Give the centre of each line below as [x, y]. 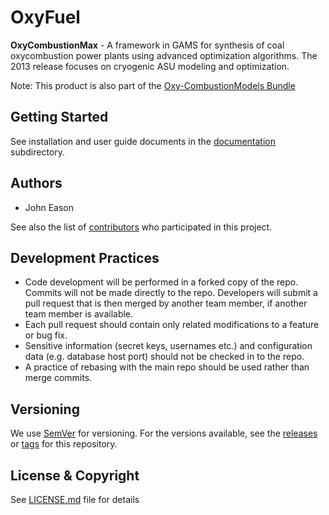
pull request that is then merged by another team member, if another [166, 303]
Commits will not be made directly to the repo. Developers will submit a [171, 293]
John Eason [49, 207]
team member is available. [79, 314]
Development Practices [85, 257]
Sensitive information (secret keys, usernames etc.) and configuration [168, 346]
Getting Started [59, 117]
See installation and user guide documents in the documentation [143, 141]
